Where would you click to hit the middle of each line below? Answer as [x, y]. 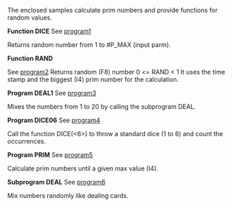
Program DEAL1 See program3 [52, 93]
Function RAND [30, 58]
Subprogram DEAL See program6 [56, 182]
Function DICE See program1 [49, 31]
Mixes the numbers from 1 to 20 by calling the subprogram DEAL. [102, 107]
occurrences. [27, 141]
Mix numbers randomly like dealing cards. [68, 195]
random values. [30, 18]
